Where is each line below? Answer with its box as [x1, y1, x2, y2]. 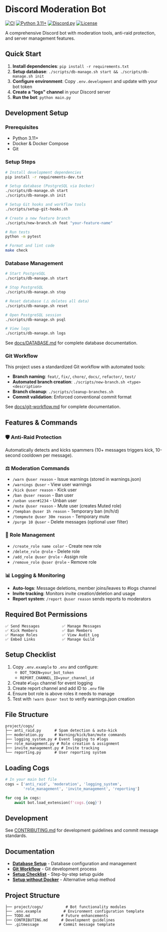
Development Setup [5, 109, 68, 118]
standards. [5, 833, 27, 839]
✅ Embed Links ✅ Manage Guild [5, 637, 94, 642]
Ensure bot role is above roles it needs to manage [12, 690, 115, 696]
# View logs [5, 326, 30, 331]
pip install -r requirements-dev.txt [5, 174, 84, 179]
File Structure [5, 710, 48, 719]
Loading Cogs [5, 764, 49, 772]
